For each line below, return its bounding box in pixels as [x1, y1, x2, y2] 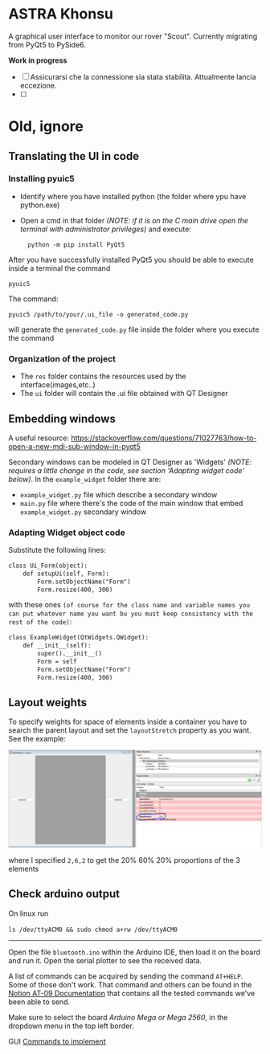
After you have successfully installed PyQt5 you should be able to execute [8, 255, 255, 264]
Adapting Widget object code [8, 527, 126, 538]
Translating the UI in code [8, 149, 139, 163]
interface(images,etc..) [19, 380, 96, 390]
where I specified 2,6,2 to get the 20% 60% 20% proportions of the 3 [8, 855, 241, 864]
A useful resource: [8, 433, 70, 443]
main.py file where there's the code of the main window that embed [19, 498, 243, 508]
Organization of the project [8, 353, 117, 364]
